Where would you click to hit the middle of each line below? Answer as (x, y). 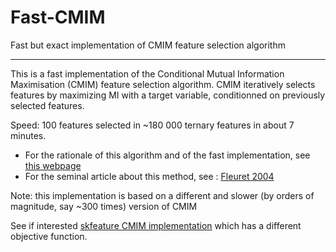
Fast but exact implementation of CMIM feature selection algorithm (148, 45)
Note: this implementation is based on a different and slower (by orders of (162, 195)
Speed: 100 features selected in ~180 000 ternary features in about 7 (152, 125)
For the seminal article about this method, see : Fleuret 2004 (149, 176)
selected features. (47, 105)
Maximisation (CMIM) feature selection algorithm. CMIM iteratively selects (163, 84)
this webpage (53, 165)
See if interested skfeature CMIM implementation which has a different (156, 225)
